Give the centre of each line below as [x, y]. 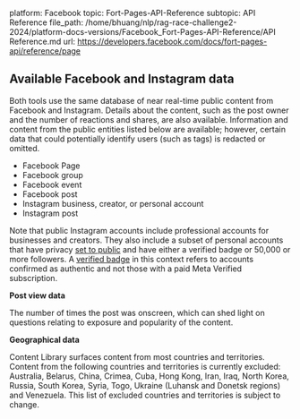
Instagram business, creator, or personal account [113, 203]
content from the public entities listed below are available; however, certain [148, 129]
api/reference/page [45, 51]
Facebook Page [51, 166]
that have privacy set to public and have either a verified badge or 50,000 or [150, 249]
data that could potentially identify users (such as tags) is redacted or [137, 139]
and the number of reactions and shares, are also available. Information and [149, 119]
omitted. [25, 148]
